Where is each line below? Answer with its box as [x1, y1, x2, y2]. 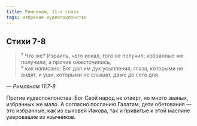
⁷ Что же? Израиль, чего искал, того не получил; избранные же [20, 52, 184, 60]
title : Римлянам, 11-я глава [6, 8, 79, 15]
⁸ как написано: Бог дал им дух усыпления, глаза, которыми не [20, 65, 184, 72]
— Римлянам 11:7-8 [6, 83, 56, 90]
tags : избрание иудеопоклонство [6, 14, 87, 20]
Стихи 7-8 [6, 36, 46, 47]
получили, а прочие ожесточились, [20, 59, 112, 66]
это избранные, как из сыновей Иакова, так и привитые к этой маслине [6, 107, 190, 114]
